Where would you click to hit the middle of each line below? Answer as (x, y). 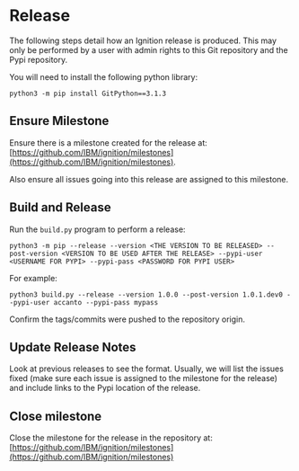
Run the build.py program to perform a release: (97, 229)
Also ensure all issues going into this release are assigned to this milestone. (149, 179)
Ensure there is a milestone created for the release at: (109, 142)
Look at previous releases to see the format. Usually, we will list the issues (147, 369)
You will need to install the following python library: (104, 76)
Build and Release (60, 208)
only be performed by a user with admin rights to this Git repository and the (149, 49)
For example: (34, 278)
